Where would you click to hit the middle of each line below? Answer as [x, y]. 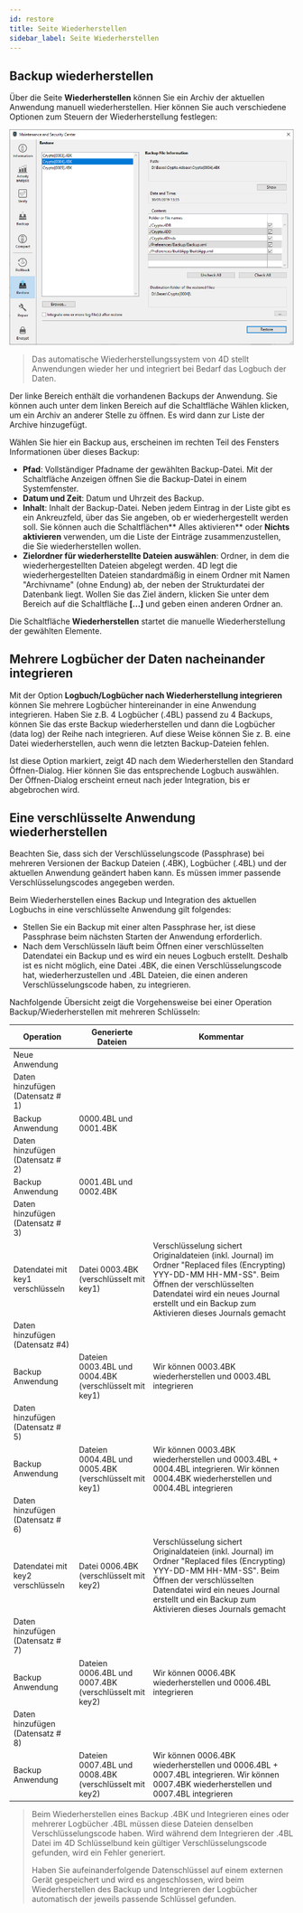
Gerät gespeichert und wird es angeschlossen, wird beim [138, 1880]
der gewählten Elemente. [55, 631]
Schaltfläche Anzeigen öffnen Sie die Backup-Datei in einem [134, 478]
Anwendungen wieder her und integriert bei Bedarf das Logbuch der [159, 368]
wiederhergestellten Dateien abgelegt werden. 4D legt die [130, 565]
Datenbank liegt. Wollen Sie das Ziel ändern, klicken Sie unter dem [146, 594]
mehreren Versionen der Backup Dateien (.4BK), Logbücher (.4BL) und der [148, 863]
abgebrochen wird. [45, 789]
